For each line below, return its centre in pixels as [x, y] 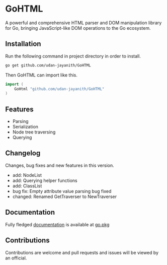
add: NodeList [27, 175]
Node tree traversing [34, 132]
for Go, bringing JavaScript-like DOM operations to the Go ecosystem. [78, 28]
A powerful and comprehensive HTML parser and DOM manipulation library [83, 23]
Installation [23, 44]
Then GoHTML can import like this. [41, 75]
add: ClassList [27, 186]
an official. [16, 258]
